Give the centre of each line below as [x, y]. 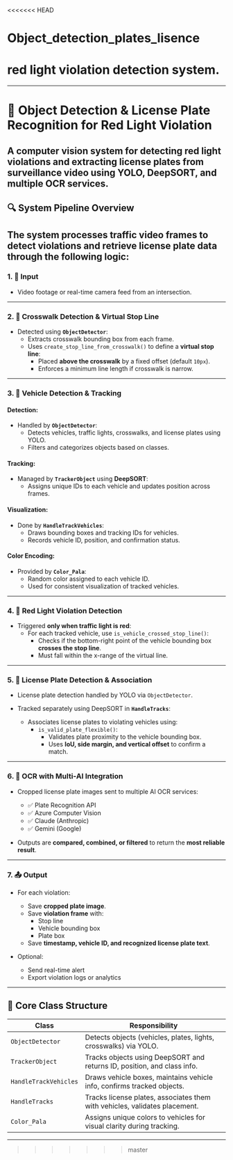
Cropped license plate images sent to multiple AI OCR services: [108, 791]
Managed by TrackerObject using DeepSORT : [83, 479]
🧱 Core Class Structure [58, 1006]
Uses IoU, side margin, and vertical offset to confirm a [127, 744]
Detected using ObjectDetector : [62, 332]
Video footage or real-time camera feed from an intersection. [104, 292]
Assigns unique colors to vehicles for [145, 1117]
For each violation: [44, 893]
